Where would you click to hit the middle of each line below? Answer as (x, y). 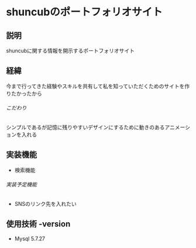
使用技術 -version (38, 224)
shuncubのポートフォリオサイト (84, 12)
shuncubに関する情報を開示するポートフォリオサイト (71, 51)
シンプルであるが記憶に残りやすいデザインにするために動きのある (85, 127)
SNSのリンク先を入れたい (46, 204)
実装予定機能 (21, 185)
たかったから (26, 93)
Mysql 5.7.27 (30, 239)
